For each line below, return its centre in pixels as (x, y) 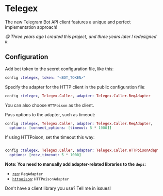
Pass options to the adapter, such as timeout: (50, 114)
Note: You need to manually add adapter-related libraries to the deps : (76, 164)
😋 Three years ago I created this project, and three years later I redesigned (81, 36)
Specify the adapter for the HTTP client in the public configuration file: (75, 87)
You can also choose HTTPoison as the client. (50, 105)
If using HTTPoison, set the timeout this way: (50, 137)
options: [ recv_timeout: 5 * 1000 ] (45, 155)
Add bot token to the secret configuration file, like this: (59, 69)
